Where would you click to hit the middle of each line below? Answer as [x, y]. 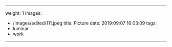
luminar [21, 28]
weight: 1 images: [24, 13]
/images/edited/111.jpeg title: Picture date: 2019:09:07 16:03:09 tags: [85, 23]
